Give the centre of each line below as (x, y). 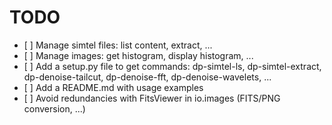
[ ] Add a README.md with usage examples (113, 87)
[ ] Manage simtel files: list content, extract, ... (118, 45)
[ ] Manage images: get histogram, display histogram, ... (138, 55)
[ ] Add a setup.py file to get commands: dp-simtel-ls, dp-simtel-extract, (172, 66)
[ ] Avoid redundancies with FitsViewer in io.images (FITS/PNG (152, 98)
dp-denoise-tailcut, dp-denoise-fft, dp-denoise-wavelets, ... (147, 77)
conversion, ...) (54, 108)
